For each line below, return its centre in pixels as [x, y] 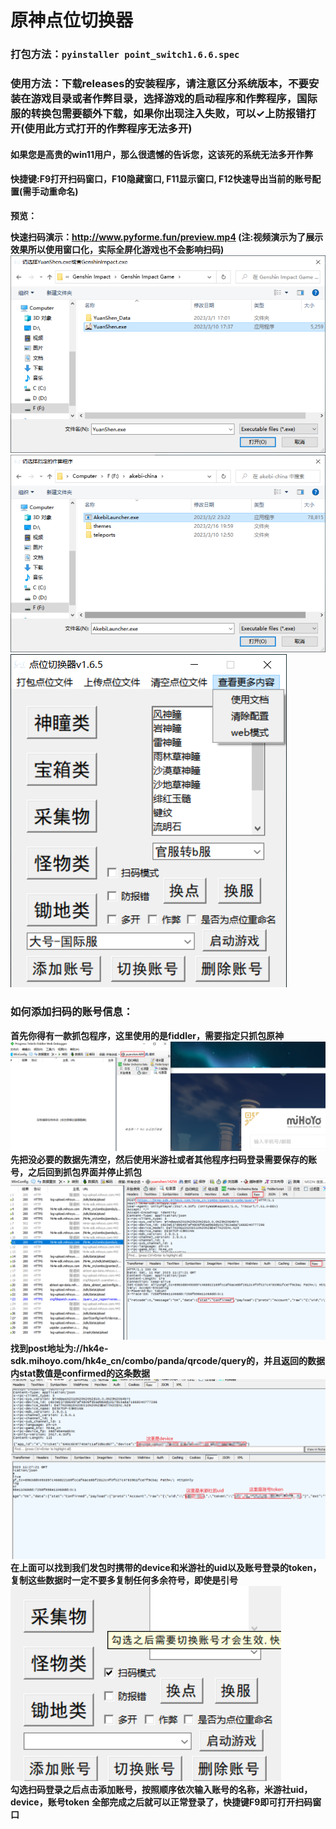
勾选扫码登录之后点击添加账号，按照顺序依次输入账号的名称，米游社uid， [161, 1789]
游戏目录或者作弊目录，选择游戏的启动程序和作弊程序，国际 [174, 99]
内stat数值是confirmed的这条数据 [80, 1373]
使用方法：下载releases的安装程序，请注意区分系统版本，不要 [159, 84]
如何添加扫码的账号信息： [72, 1012]
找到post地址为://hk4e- [59, 1348]
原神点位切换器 [72, 20]
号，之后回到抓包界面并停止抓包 [76, 1172]
